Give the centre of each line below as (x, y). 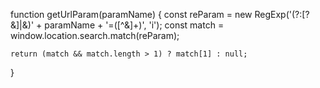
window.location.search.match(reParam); (95, 35)
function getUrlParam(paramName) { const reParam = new (131, 14)
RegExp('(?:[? (282, 14)
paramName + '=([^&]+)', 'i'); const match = (134, 25)
